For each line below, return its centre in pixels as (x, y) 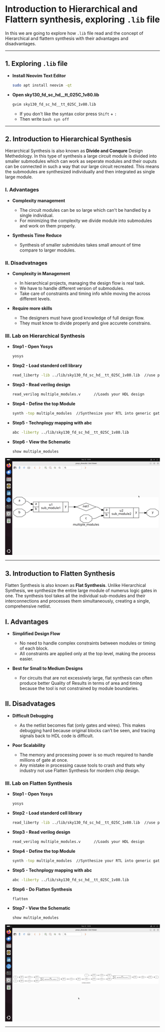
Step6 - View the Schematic (41, 442)
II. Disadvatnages (26, 263)
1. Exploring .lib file (36, 64)
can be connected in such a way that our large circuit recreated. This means (82, 166)
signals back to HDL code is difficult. (57, 736)
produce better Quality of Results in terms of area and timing (81, 683)
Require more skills (32, 308)
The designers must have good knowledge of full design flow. (82, 318)
